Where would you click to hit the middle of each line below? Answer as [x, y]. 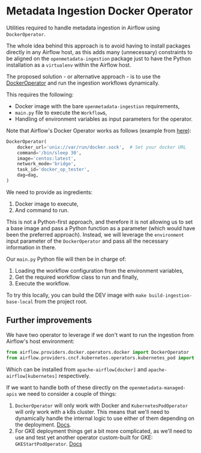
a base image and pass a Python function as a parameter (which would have [101, 228]
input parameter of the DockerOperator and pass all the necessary [87, 241]
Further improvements [49, 321]
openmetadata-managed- [157, 388]
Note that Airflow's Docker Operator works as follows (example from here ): [99, 130]
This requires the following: [40, 94]
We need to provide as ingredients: [49, 192]
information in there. [31, 247]
